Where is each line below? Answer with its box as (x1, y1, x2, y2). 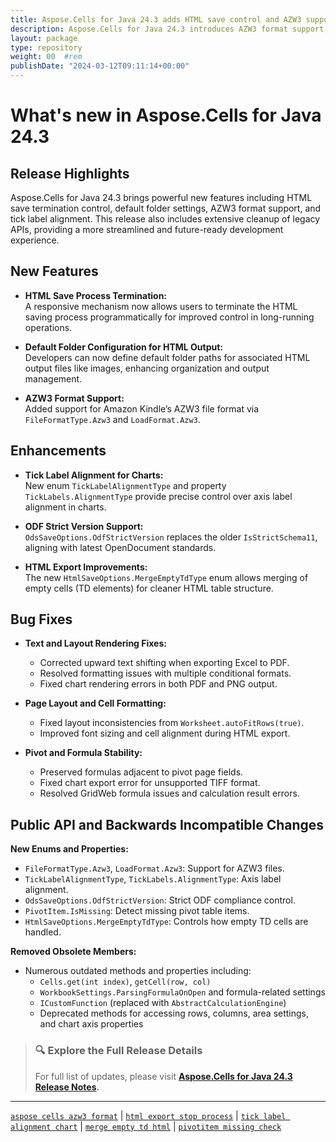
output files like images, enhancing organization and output (24, 362, 270, 374)
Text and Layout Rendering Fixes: (24, 637, 167, 650)
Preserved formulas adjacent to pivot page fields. (39, 766, 244, 778)
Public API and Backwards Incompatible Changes (10, 816, 325, 833)
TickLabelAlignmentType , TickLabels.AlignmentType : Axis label (24, 873, 282, 885)
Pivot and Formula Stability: (24, 747, 143, 759)
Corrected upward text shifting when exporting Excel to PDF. (39, 657, 290, 669)
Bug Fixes (10, 611, 73, 628)
